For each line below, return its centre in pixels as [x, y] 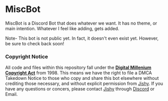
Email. [12, 94]
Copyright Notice [27, 56]
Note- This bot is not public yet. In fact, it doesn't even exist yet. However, [82, 38]
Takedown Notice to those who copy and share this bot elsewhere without [82, 78]
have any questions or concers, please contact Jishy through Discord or [80, 89]
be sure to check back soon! [35, 43]
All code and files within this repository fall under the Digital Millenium [78, 68]
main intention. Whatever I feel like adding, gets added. [62, 28]
